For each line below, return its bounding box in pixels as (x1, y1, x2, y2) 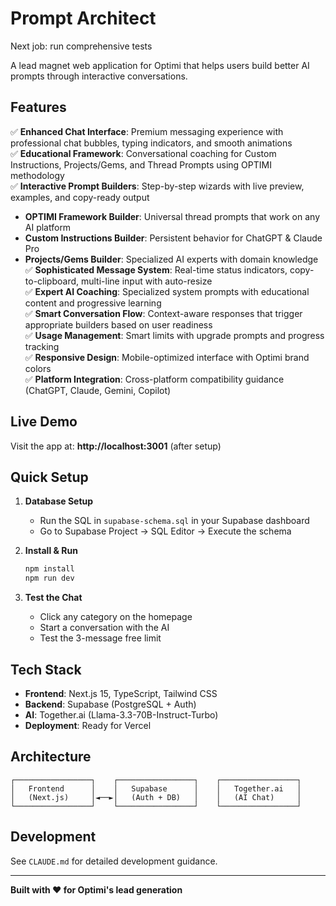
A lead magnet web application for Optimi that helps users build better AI (10, 59, 310, 71)
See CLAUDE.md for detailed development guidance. (10, 855, 218, 867)
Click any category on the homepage (39, 611, 193, 623)
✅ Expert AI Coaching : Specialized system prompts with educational (24, 285, 310, 297)
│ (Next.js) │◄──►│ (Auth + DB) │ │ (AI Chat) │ (10, 792, 302, 802)
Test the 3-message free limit (39, 632, 162, 644)
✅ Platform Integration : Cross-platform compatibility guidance (24, 373, 285, 385)
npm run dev (24, 573, 75, 584)
